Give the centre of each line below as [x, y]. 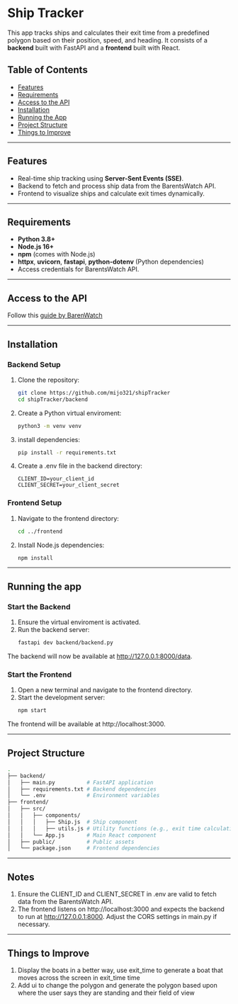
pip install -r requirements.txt [67, 452]
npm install [35, 558]
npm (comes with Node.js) [56, 254]
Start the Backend [39, 607]
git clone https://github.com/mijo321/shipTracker [94, 393]
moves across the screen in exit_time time [79, 977]
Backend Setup [34, 364]
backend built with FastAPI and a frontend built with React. [94, 47]
